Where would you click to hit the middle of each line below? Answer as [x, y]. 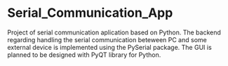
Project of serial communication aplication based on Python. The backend [114, 32]
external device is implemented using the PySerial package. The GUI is [109, 47]
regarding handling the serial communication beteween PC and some [107, 39]
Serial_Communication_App [90, 13]
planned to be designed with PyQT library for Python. [84, 55]
